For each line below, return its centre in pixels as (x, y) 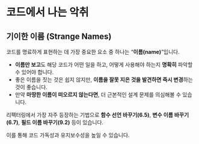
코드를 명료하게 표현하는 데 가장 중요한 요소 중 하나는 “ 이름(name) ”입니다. (93, 52)
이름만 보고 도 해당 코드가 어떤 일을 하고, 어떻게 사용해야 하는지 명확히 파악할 (104, 64)
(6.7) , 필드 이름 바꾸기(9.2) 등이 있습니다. (55, 122)
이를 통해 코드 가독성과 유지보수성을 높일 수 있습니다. (68, 135)
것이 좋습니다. (31, 87)
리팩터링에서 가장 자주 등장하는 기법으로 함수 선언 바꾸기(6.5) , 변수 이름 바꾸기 (98, 115)
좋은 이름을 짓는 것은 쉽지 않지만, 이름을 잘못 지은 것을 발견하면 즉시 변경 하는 (104, 79)
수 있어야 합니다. (34, 72)
